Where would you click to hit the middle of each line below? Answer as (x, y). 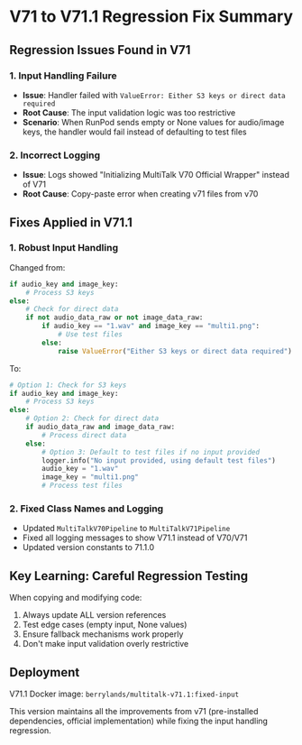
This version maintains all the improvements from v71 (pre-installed (134, 712)
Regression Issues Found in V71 (100, 50)
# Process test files (82, 486)
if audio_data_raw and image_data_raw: (101, 427)
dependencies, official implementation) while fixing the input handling (139, 721)
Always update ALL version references (94, 615)
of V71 (34, 184)
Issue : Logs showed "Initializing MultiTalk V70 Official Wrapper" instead (156, 175)
